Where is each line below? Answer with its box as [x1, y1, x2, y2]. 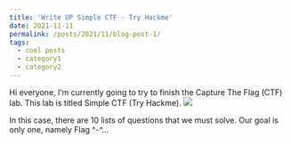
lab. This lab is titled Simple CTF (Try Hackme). [9, 97, 182, 108]
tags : [9, 37, 29, 47]
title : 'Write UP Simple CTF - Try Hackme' [9, 12, 174, 22]
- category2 [17, 63, 62, 72]
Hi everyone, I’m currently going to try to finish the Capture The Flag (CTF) [9, 86, 283, 98]
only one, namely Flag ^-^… [9, 124, 109, 134]
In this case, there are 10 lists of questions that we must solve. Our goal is [9, 115, 279, 125]
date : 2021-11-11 [9, 21, 74, 30]
